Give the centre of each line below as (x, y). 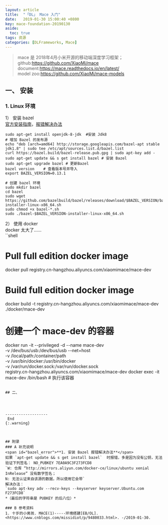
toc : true (20, 33)
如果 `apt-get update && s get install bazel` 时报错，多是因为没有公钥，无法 (84, 458)
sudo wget (15, 196)
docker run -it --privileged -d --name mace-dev (54, 345)
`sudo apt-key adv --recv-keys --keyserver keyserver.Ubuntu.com (74, 489)
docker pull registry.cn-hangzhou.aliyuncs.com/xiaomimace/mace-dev (78, 270)
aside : (12, 29)
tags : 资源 (16, 38)
